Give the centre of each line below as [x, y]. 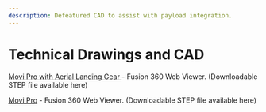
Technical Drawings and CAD [106, 54]
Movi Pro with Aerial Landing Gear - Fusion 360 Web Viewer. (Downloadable [133, 77]
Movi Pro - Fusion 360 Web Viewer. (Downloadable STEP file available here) [132, 100]
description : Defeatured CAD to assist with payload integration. [120, 15]
